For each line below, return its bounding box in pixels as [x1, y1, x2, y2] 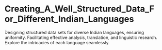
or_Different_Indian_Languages [4, 13, 134, 25]
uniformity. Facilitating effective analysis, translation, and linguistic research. [4, 35, 157, 40]
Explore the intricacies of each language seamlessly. [4, 39, 110, 45]
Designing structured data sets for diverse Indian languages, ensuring [4, 29, 144, 35]
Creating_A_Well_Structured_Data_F [4, 3, 155, 14]
